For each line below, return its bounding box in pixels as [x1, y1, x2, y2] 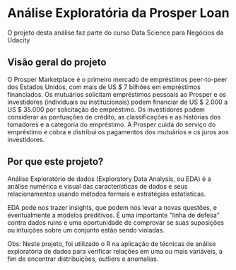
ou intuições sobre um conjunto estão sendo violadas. [7, 225, 165, 234]
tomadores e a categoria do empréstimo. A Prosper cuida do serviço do [7, 120, 216, 129]
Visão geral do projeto [7, 57, 107, 69]
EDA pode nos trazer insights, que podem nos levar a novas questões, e [7, 203, 218, 211]
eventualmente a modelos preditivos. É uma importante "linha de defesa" [7, 211, 220, 219]
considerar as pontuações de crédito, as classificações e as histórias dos [7, 112, 221, 121]
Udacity [7, 35, 30, 44]
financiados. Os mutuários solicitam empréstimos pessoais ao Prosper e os [7, 90, 226, 98]
